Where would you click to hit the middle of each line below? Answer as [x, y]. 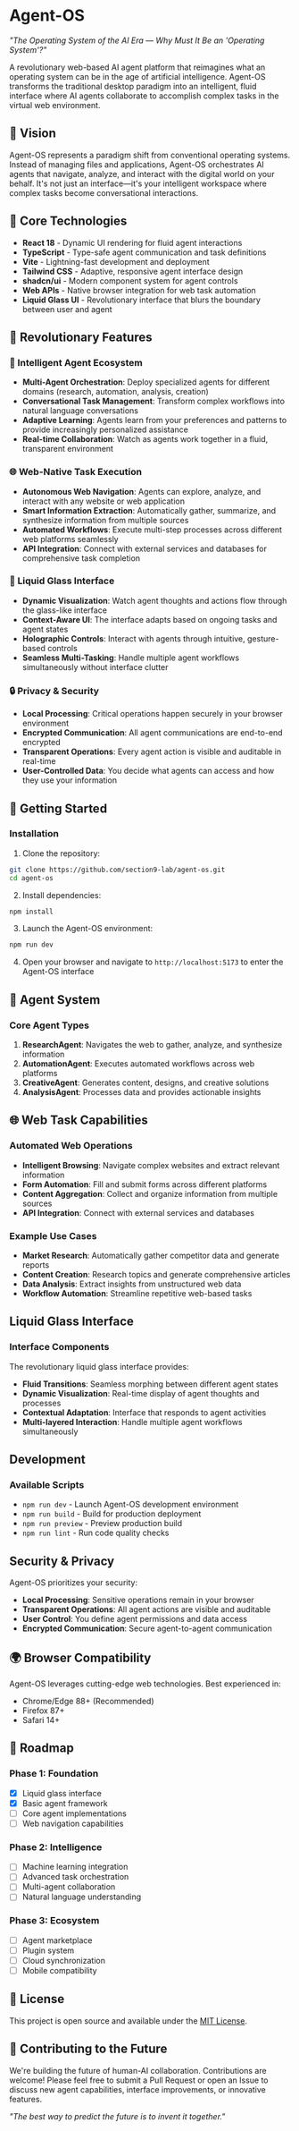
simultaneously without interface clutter [95, 666]
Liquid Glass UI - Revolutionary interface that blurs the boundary [141, 300]
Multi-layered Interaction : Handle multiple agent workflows [132, 1422]
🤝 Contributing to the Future [88, 2049]
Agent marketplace [57, 1940]
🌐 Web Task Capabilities [79, 1121]
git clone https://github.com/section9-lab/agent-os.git [117, 870]
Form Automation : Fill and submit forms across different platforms [145, 1184]
